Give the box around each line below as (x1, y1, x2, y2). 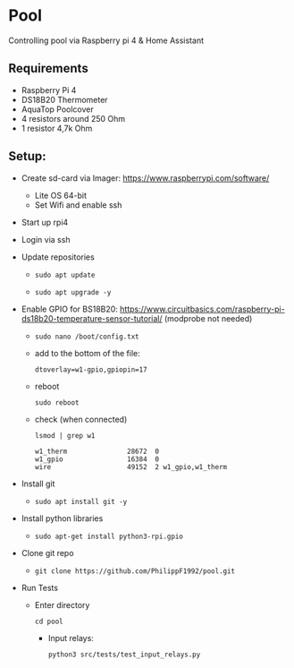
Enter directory (34, 599, 90, 610)
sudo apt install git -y (34, 497, 128, 506)
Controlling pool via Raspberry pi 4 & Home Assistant (8, 35, 205, 46)
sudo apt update (34, 270, 96, 279)
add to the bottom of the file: (34, 347, 140, 358)
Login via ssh (21, 234, 71, 244)
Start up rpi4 (21, 217, 69, 227)
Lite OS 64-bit (34, 190, 87, 201)
